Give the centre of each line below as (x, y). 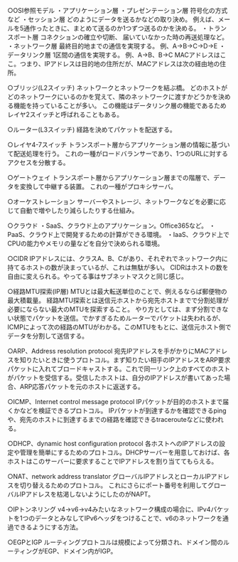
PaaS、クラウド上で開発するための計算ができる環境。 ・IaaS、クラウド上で (118, 234)
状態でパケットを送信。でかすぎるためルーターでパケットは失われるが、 (119, 318)
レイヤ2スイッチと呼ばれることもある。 (65, 115)
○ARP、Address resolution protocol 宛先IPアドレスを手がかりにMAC (108, 351)
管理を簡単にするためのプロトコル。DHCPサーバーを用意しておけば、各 (125, 452)
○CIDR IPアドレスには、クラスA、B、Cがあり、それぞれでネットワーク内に (118, 259)
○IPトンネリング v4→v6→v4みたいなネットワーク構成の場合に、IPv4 (109, 509)
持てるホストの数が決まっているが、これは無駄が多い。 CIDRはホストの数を (118, 267)
